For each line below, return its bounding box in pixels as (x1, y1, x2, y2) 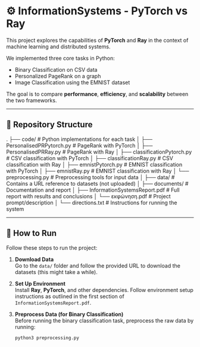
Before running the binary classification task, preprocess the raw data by (14, 317, 194, 324)
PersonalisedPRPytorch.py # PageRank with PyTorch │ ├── (6, 142, 153, 149)
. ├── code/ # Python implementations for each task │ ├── (6, 136, 153, 143)
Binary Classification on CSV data (14, 66, 98, 73)
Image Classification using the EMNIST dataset (14, 79, 130, 86)
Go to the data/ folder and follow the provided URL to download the (14, 262, 180, 269)
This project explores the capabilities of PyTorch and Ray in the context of (6, 36, 189, 44)
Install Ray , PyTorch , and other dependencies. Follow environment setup (14, 286, 193, 293)
